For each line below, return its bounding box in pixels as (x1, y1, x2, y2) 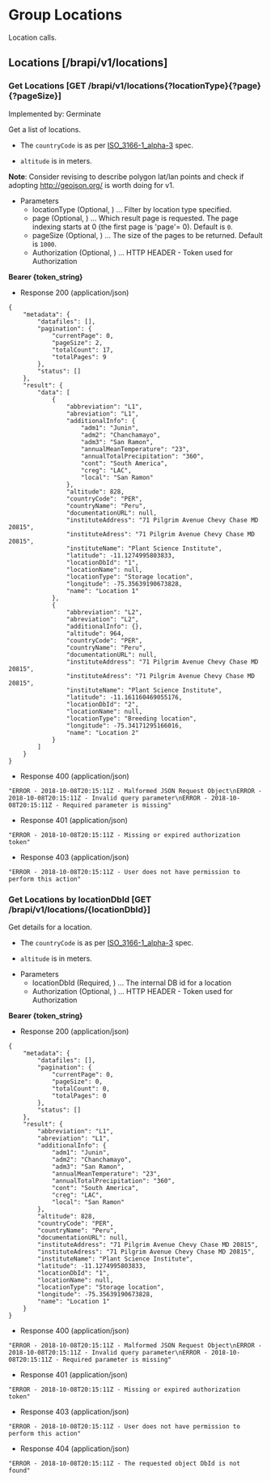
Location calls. (8, 32, 57, 42)
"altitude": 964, (66, 630, 125, 638)
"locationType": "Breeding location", (66, 715, 197, 723)
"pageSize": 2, (51, 339, 104, 347)
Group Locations (8, 6, 123, 24)
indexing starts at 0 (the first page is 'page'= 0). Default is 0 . (32, 221, 233, 232)
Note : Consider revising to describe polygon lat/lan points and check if (8, 172, 244, 181)
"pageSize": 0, (51, 1078, 104, 1086)
